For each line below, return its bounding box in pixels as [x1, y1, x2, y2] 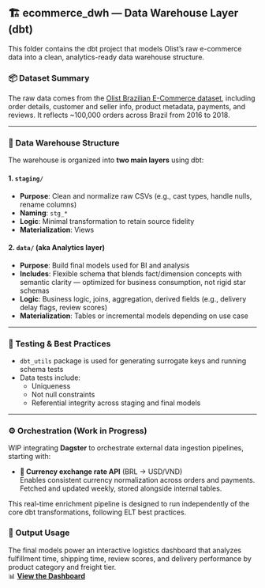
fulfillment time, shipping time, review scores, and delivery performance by [8, 553, 252, 563]
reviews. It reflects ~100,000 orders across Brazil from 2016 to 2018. [8, 110, 230, 120]
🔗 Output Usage [8, 527, 70, 538]
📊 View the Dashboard [8, 571, 85, 580]
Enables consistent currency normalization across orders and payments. [19, 476, 256, 485]
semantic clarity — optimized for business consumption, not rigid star [19, 277, 246, 286]
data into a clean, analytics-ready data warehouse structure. [8, 52, 205, 62]
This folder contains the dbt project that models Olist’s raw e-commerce [8, 44, 242, 53]
